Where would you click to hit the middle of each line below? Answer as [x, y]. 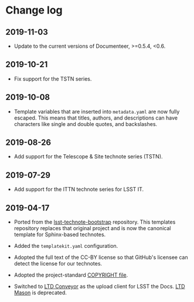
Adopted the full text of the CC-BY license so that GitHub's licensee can [101, 257]
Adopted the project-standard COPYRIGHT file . [71, 275]
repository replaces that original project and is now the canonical [92, 228]
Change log [34, 10]
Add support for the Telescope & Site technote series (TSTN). [88, 157]
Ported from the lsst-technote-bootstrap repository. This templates [95, 222]
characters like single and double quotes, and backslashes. [86, 124]
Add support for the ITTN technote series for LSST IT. [79, 190]
